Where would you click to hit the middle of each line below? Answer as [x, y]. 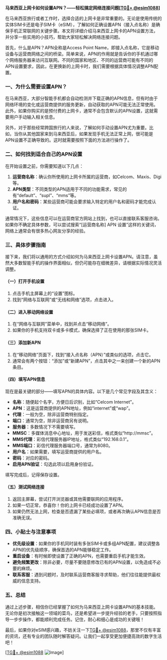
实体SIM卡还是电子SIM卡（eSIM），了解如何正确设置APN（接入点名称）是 [81, 25]
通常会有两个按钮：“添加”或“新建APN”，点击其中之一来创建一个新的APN [86, 361]
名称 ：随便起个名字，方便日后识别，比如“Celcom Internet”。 [74, 402]
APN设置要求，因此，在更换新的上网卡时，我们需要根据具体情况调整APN [80, 66]
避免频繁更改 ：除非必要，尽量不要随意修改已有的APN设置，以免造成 [82, 562]
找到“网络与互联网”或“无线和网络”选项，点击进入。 [64, 300]
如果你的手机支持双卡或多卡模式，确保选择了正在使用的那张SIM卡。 [82, 330]
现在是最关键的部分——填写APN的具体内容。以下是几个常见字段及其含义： [82, 391]
